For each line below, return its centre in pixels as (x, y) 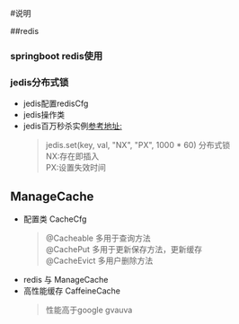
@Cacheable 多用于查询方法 (98, 238)
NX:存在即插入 (72, 156)
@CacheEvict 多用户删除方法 (99, 261)
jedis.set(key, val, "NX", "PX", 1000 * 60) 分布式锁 (138, 145)
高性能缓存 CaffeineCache (71, 291)
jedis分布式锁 (40, 82)
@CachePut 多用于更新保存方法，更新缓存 (124, 250)
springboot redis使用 (57, 56)
